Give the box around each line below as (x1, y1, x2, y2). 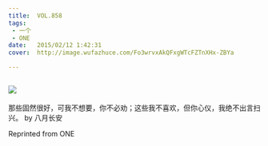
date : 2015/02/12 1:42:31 (8, 41, 102, 49)
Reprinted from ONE (8, 128, 75, 138)
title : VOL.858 (8, 11, 62, 20)
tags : (8, 19, 26, 27)
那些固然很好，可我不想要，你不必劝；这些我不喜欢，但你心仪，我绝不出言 (8, 103, 254, 112)
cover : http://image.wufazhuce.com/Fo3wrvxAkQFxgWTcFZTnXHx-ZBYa (8, 49, 234, 57)
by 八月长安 (23, 112, 63, 122)
